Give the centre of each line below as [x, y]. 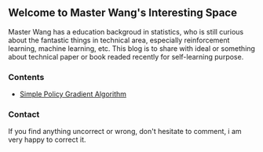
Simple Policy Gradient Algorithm [73, 94]
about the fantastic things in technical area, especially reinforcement [119, 40]
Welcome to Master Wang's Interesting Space [123, 13]
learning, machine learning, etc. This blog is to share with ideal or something [131, 48]
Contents [26, 77]
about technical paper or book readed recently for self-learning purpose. [126, 56]
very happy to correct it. [47, 139]
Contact [24, 114]
